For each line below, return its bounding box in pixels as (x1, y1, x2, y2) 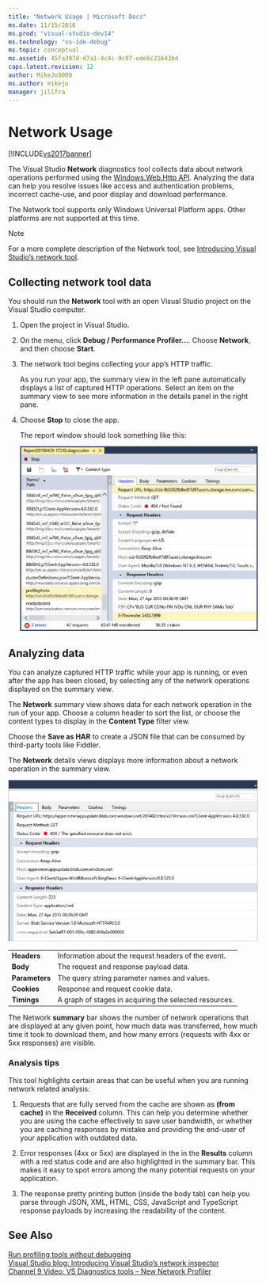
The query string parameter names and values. (57, 973, 210, 982)
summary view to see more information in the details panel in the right (19, 392, 248, 401)
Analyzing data (8, 646, 85, 660)
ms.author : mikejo (8, 79, 69, 87)
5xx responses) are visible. (8, 1038, 97, 1047)
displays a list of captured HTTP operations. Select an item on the (19, 383, 234, 393)
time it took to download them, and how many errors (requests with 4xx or (8, 1029, 251, 1039)
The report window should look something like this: (19, 431, 187, 440)
